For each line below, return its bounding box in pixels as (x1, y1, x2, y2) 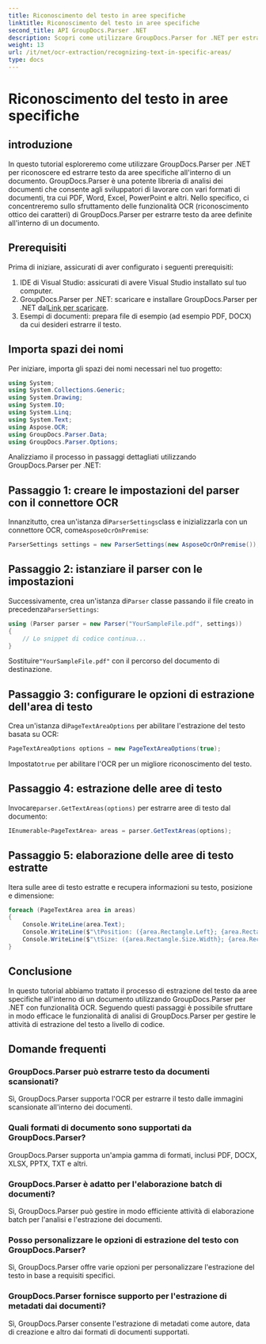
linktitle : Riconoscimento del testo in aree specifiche (8, 19, 200, 27)
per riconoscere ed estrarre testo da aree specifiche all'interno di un (8, 167, 231, 177)
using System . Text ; (8, 415, 73, 424)
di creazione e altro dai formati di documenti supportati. (8, 1327, 190, 1336)
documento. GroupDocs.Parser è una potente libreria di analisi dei (8, 176, 223, 185)
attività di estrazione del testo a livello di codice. (8, 1019, 165, 1029)
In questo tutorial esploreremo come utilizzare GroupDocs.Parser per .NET (8, 159, 251, 169)
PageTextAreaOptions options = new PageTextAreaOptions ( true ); (8, 745, 222, 753)
